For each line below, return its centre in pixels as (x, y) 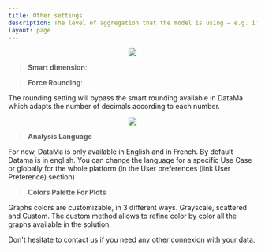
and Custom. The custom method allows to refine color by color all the (122, 216)
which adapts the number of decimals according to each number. (114, 107)
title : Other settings (45, 15)
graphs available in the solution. (60, 224)
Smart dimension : (57, 67)
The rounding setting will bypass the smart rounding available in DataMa (125, 98)
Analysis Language (60, 137)
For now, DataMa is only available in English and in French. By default (121, 152)
